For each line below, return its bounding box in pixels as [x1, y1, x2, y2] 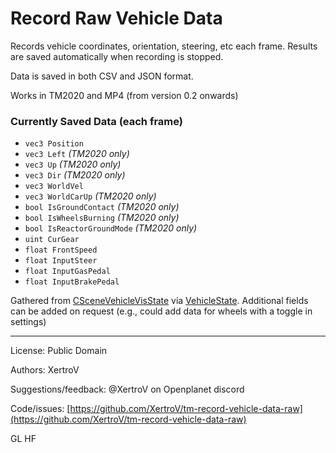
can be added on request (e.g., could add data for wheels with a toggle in [10, 305, 313, 317]
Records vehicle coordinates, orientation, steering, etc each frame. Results [10, 40, 318, 52]
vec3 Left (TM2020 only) [24, 148, 130, 160]
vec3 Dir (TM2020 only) [24, 169, 126, 181]
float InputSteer [24, 256, 98, 266]
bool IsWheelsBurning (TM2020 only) [24, 212, 180, 224]
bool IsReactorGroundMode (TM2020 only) [24, 222, 198, 234]
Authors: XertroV [10, 364, 80, 376]
